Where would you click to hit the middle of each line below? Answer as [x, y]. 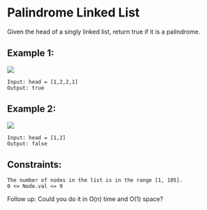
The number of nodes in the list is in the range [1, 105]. [95, 180]
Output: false [28, 143]
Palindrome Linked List [73, 13]
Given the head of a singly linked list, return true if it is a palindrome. [104, 32]
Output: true [26, 88]
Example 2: [32, 109]
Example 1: [31, 53]
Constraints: [34, 164]
